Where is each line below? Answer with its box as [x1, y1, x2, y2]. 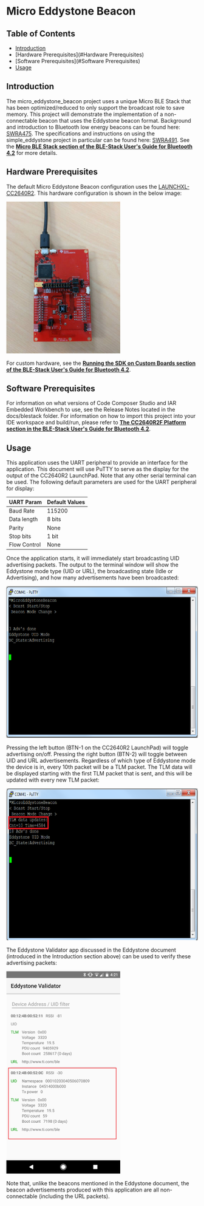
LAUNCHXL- [158, 183, 190, 190]
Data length [8, 516, 38, 523]
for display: [6, 485, 35, 492]
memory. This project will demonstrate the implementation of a [6, 111, 163, 118]
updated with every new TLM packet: [6, 776, 100, 783]
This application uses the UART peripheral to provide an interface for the [6, 459, 188, 466]
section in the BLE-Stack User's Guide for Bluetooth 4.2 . [6, 425, 151, 432]
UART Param [8, 498, 42, 505]
